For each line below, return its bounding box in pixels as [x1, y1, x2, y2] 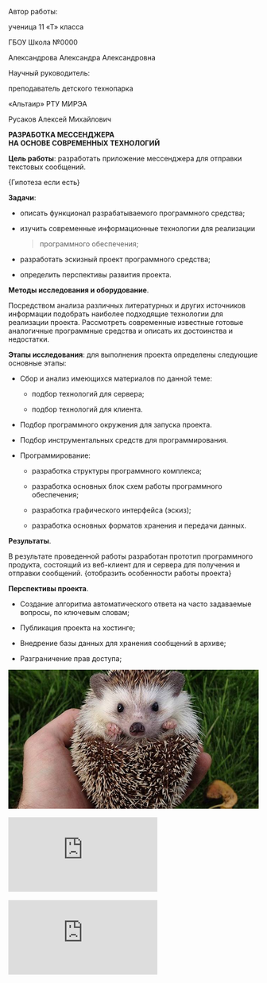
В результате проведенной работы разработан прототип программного [8, 551, 253, 561]
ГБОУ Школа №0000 [8, 37, 78, 47]
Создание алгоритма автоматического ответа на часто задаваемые [19, 599, 252, 609]
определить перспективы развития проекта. [19, 270, 172, 279]
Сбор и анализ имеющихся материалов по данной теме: [19, 373, 213, 383]
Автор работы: [8, 7, 58, 16]
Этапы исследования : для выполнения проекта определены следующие [8, 350, 258, 359]
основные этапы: [8, 358, 67, 368]
